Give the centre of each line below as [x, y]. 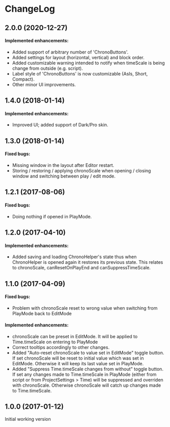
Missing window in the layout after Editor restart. [63, 165]
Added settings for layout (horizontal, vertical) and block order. [78, 57]
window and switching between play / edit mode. [64, 176]
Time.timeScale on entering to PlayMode [55, 342]
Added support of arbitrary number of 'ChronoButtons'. [70, 52]
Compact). [23, 79]
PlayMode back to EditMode [42, 313]
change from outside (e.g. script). [47, 68]
